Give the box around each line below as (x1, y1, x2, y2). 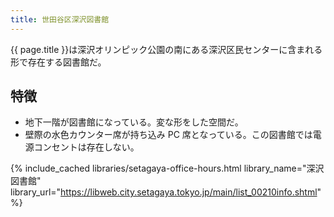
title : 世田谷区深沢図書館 (10, 14, 110, 25)
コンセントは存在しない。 (33, 141, 140, 153)
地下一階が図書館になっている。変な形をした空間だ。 (24, 116, 244, 128)
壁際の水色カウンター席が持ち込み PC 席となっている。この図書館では (24, 129, 313, 141)
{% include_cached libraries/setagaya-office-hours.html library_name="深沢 (10, 162, 325, 175)
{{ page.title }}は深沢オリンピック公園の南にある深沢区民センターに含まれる (10, 43, 323, 55)
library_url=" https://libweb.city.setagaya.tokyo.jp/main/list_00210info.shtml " (10, 186, 322, 198)
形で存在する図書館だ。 (10, 56, 107, 68)
